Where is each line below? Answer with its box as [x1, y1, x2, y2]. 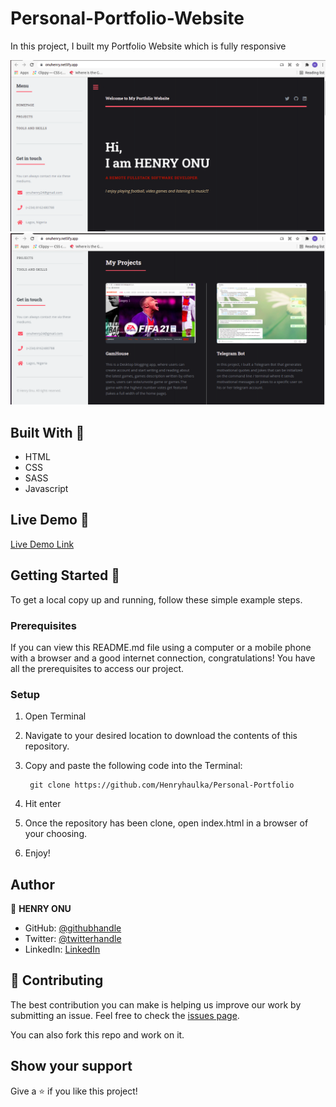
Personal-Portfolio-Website [10, 7, 245, 30]
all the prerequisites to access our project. [10, 662, 185, 674]
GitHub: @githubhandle [24, 922, 122, 934]
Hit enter [24, 798, 62, 810]
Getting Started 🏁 [10, 567, 121, 584]
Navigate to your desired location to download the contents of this [24, 730, 298, 742]
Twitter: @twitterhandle [24, 933, 122, 945]
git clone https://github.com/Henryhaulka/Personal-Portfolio [29, 780, 295, 791]
